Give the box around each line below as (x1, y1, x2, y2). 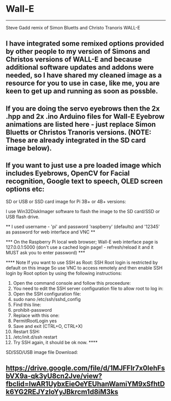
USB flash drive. (6, 214, 40, 220)
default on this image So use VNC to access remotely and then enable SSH (6, 264, 163, 271)
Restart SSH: (13, 328, 40, 335)
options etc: (6, 185, 45, 193)
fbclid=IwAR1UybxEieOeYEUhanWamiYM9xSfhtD (6, 379, 165, 388)
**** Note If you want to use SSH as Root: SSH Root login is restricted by (6, 259, 158, 265)
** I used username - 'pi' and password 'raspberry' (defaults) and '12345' (6, 223, 160, 229)
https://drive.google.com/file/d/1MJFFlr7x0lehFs (6, 363, 165, 372)
